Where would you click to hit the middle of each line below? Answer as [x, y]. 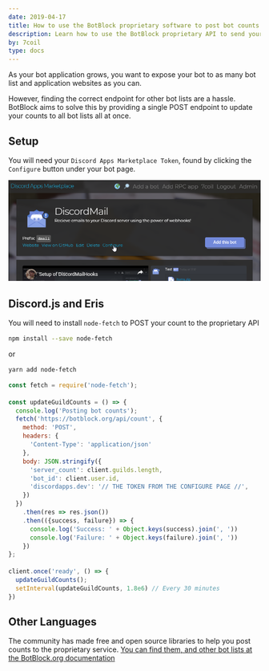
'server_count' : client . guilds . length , [96, 470]
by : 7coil [25, 43]
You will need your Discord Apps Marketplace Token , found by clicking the [130, 160]
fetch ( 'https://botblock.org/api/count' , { [89, 419]
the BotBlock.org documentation [62, 658]
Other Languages [53, 622]
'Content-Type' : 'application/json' [90, 445]
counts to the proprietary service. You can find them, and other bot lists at [130, 649]
